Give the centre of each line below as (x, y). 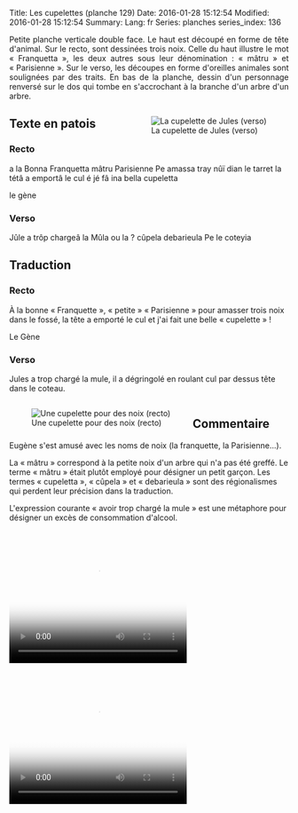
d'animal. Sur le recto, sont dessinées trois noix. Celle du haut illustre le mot (149, 49)
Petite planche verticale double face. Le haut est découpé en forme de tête (149, 39)
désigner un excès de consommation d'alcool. (94, 517)
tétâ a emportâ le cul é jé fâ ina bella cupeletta (94, 178)
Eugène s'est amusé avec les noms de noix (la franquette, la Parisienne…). (145, 445)
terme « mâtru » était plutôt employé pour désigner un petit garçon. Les (140, 472)
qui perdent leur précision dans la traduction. (91, 491)
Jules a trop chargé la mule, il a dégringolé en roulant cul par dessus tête (142, 379)
